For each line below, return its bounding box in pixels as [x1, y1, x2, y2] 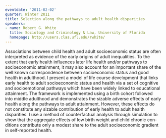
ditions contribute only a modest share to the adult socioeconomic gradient [5, 122, 159, 128]
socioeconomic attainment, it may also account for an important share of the [5, 64, 162, 70]
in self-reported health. [5, 127, 53, 133]
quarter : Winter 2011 [5, 12, 50, 17]
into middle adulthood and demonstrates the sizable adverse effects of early [5, 95, 161, 101]
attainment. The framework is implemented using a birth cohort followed [5, 90, 153, 96]
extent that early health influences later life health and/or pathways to [5, 59, 148, 65]
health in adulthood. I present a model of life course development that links [5, 75, 159, 81]
